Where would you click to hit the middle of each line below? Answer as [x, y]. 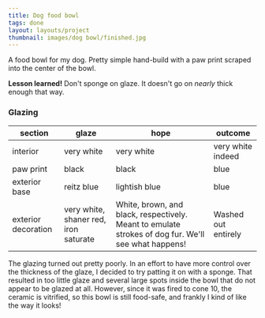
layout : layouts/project [49, 30]
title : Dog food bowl [44, 15]
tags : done [26, 23]
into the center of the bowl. [52, 69]
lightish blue [138, 186]
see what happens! [151, 244]
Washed [229, 214]
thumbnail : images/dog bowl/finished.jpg [77, 37]
